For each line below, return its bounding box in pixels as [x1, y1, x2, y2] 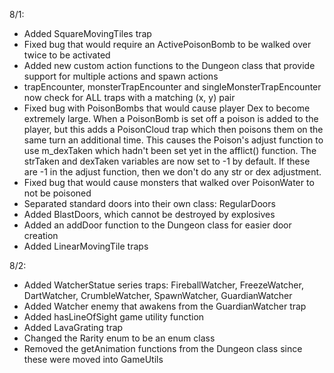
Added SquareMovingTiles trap [23, 28, 152, 39]
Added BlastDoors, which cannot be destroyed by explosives [23, 209, 276, 220]
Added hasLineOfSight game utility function [23, 311, 205, 323]
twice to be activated [23, 49, 111, 61]
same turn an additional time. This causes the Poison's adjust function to [23, 134, 324, 146]
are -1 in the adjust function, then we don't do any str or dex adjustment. [23, 166, 322, 178]
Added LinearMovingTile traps [23, 240, 149, 252]
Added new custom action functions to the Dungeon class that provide [23, 60, 316, 71]
